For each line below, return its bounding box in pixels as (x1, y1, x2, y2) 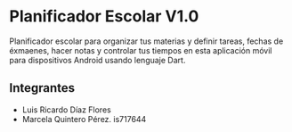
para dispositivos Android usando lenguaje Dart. (9, 54, 186, 65)
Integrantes (9, 80, 76, 95)
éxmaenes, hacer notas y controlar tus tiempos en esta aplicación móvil (9, 45, 273, 55)
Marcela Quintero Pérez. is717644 (21, 113, 147, 124)
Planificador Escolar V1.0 (9, 6, 199, 27)
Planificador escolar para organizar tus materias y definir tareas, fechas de (9, 36, 284, 46)
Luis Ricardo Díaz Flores (21, 104, 111, 115)
